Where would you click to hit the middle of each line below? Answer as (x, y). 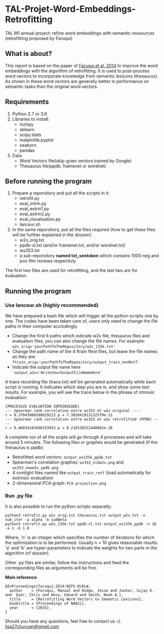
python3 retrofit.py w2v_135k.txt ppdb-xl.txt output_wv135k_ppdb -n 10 (81, 524)
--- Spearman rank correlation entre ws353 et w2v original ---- (73, 411)
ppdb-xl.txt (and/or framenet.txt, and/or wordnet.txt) (72, 245)
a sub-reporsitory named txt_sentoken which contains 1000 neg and (89, 256)
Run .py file (19, 496)
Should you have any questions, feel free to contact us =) (63, 621)
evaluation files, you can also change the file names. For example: (79, 341)
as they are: (24, 357)
